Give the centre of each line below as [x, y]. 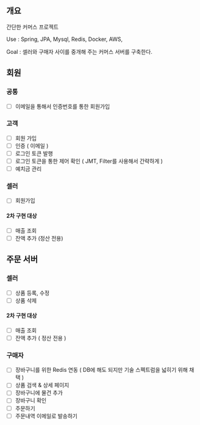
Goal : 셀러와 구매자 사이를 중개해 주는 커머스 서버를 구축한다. [79, 51]
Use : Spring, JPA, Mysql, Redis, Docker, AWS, [65, 39]
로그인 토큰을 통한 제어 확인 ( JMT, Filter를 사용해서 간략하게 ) [89, 161]
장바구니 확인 [31, 401]
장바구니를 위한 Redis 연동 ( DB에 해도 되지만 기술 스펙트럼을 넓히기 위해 [101, 370]
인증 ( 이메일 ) [32, 146]
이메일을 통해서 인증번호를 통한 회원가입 [62, 106]
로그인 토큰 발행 [34, 153]
